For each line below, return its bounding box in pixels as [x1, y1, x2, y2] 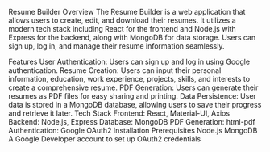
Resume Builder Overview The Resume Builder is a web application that [8, 7, 246, 16]
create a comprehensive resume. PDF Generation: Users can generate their [8, 82, 259, 92]
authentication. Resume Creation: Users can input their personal [8, 65, 222, 75]
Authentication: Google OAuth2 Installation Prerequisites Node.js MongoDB [8, 125, 258, 135]
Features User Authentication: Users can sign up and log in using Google [8, 57, 251, 66]
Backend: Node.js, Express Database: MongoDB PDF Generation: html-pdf [8, 117, 255, 126]
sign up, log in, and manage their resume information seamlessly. [8, 41, 225, 51]
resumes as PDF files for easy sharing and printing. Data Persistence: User [8, 91, 256, 100]
